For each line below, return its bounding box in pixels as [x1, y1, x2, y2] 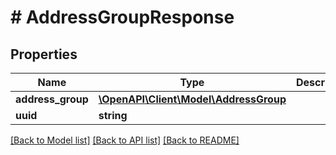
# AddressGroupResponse [10, 6, 235, 29]
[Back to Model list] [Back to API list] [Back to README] [10, 134, 240, 146]
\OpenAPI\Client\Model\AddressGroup [98, 92, 287, 106]
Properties [10, 46, 78, 63]
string [98, 109, 128, 122]
